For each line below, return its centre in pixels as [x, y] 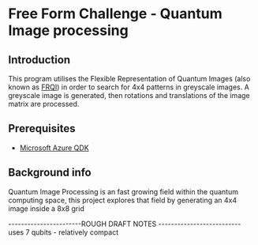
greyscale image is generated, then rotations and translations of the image [129, 95]
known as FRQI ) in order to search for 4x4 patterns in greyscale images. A [129, 87]
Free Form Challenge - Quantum [115, 14]
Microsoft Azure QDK [54, 148]
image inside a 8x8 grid [46, 208]
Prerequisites [42, 128]
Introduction [39, 60]
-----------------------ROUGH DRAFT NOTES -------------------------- [125, 224]
